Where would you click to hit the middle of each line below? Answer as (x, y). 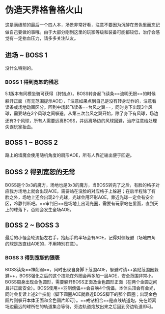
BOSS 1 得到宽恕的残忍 (32, 82)
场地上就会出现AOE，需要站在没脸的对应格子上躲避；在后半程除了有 (87, 191)
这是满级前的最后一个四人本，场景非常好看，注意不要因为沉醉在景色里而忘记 (82, 25)
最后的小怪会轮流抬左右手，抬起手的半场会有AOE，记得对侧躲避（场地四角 (81, 238)
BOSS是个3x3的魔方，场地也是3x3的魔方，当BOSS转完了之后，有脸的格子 (80, 185)
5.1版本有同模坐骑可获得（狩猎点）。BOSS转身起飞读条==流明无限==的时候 (81, 94)
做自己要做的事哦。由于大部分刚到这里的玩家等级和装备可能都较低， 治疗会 (80, 32)
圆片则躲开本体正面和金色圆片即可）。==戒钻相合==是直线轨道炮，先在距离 (81, 300)
